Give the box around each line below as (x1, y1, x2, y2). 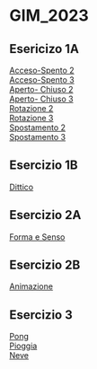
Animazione (9, 281, 54, 292)
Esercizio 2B (9, 258, 81, 273)
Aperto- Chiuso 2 (9, 84, 74, 94)
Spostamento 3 (9, 132, 66, 142)
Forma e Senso (9, 231, 66, 242)
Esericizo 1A (9, 41, 79, 57)
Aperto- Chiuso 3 (9, 93, 74, 104)
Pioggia (9, 340, 38, 351)
